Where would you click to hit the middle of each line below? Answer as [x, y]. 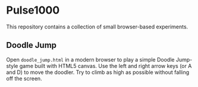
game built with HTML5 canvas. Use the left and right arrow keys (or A [106, 66]
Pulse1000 [33, 10]
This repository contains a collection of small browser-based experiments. [97, 27]
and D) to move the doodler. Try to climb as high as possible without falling [98, 72]
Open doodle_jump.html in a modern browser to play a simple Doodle [90, 59]
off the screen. [24, 78]
